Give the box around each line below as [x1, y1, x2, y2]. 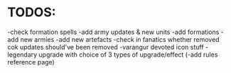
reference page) [7, 57, 55, 66]
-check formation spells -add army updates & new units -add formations [7, 28, 220, 36]
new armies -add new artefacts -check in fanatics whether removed [20, 35, 220, 43]
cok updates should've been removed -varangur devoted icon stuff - [7, 43, 208, 51]
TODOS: [7, 4, 56, 21]
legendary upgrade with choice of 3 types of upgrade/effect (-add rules [7, 50, 218, 59]
